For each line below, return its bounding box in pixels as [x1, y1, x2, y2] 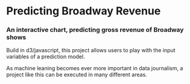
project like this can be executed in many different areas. [6, 71, 148, 79]
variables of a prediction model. [6, 53, 86, 61]
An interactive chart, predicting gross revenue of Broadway [6, 26, 184, 34]
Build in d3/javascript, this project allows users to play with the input [6, 47, 176, 54]
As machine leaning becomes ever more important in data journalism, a [6, 65, 183, 72]
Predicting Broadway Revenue [6, 4, 161, 18]
